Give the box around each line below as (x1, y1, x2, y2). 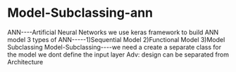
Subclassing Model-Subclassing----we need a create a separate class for (7, 43, 222, 51)
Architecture (7, 57, 44, 66)
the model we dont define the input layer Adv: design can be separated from (7, 50, 229, 59)
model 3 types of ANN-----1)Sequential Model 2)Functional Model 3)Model (7, 35, 225, 43)
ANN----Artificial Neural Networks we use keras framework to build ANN (7, 28, 219, 36)
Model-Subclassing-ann (7, 5, 154, 21)
